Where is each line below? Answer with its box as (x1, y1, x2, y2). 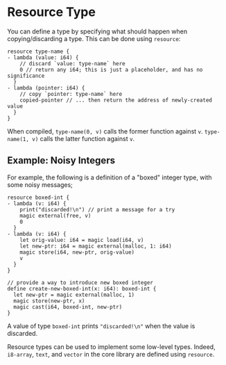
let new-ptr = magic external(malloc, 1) (13, 291, 135, 298)
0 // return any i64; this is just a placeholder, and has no (19, 66, 203, 73)
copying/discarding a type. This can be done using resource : (7, 34, 181, 42)
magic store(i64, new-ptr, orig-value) (19, 248, 135, 256)
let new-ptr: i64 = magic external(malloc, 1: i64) (19, 243, 172, 250)
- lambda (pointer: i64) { (7, 84, 85, 91)
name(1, (7, 136, 30, 143)
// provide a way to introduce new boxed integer (7, 279, 154, 286)
